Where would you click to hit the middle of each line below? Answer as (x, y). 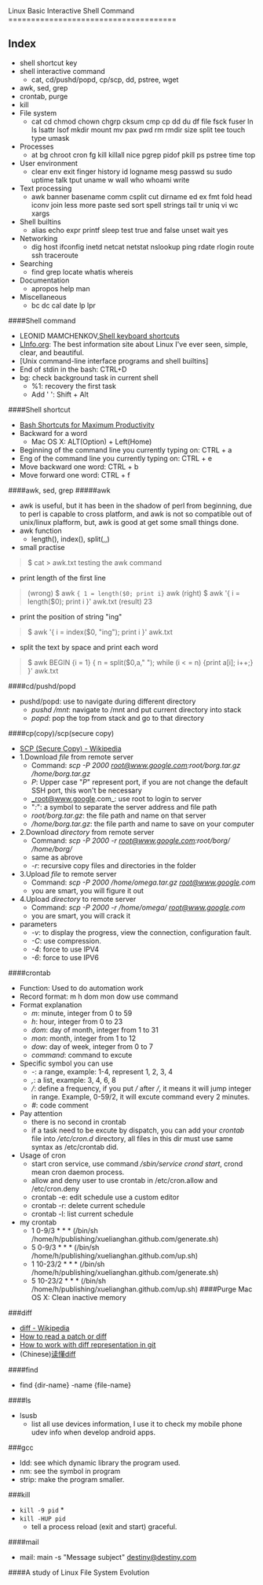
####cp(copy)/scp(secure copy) (61, 733)
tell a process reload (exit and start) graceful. (104, 1526)
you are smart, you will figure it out (87, 890)
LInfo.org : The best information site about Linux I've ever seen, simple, (134, 344)
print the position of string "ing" (71, 616)
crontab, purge (44, 96)
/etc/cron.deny (55, 1188)
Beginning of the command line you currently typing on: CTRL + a (126, 449)
